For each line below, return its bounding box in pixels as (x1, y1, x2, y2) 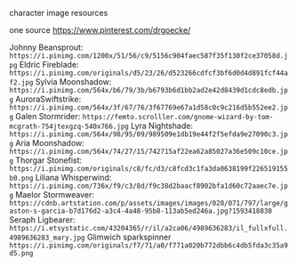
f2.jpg (9, 78, 34, 87)
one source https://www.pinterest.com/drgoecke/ (9, 25, 191, 35)
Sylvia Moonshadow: (35, 77, 112, 87)
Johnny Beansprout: (9, 42, 84, 53)
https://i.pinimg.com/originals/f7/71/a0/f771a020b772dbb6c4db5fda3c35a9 (9, 241, 289, 250)
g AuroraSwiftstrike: (9, 93, 82, 104)
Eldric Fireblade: (19, 60, 79, 69)
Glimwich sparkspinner (86, 231, 172, 242)
